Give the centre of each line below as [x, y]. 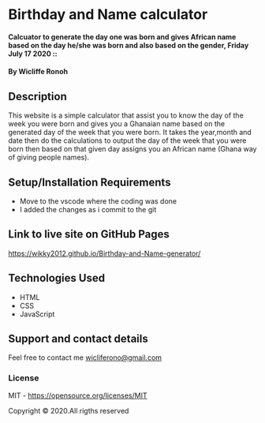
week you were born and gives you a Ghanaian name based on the [117, 124]
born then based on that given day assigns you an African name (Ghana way [132, 149]
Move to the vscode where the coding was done [98, 201]
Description [37, 96]
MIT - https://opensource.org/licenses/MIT [78, 395]
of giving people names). [49, 157]
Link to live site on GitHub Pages [89, 234]
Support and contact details [78, 339]
